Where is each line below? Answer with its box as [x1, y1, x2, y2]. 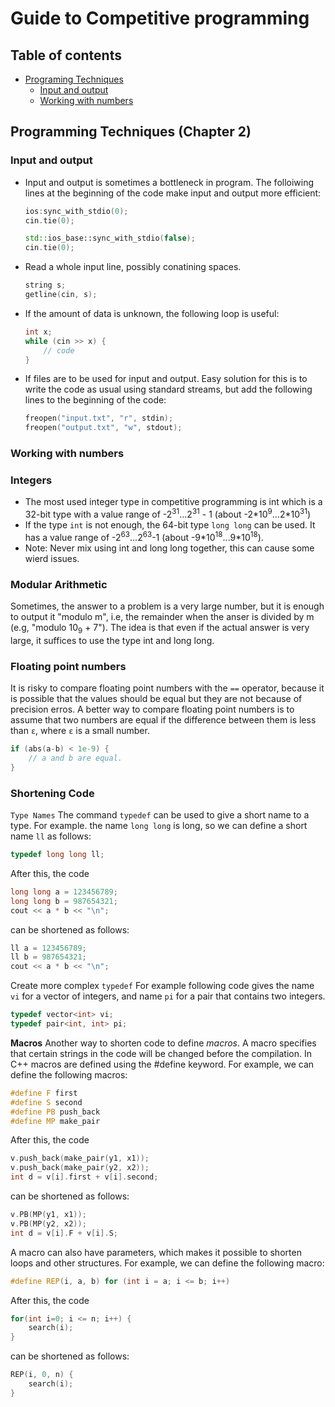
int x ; [24, 327, 53, 337]
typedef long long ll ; [10, 850, 105, 860]
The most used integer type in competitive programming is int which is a [24, 496, 323, 508]
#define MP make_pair [10, 1116, 101, 1126]
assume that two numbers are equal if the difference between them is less [10, 714, 317, 726]
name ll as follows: [10, 830, 92, 842]
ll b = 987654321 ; [10, 952, 87, 962]
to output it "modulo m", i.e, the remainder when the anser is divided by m [10, 611, 315, 623]
